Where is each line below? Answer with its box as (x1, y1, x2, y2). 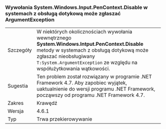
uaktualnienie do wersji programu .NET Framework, (37, 86, 156, 93)
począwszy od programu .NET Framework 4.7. (37, 92, 145, 98)
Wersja (7, 108, 24, 115)
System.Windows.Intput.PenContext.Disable (37, 41, 144, 48)
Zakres (7, 100, 24, 107)
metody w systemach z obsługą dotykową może (37, 47, 149, 54)
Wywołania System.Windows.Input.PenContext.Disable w (5, 4, 148, 11)
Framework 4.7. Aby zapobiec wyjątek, (37, 79, 127, 86)
